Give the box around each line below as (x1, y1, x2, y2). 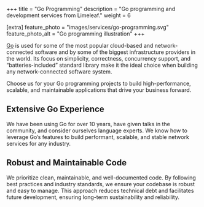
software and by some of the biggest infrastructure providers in (34, 48, 195, 56)
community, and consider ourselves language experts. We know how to (6, 127, 187, 134)
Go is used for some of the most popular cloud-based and (6, 42, 154, 49)
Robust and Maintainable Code (6, 157, 127, 168)
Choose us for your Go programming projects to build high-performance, (6, 80, 192, 87)
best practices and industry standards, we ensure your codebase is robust (6, 180, 195, 187)
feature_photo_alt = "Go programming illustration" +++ (6, 30, 145, 37)
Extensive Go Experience (6, 104, 104, 115)
